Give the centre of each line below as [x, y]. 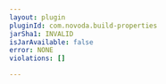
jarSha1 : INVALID [41, 34]
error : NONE [31, 50]
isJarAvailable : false [51, 42]
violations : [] [37, 58]
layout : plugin [37, 17]
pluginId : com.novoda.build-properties [83, 26]
